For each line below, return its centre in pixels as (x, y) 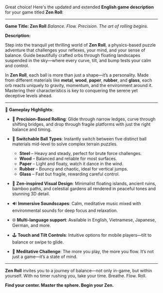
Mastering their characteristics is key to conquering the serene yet (72, 90)
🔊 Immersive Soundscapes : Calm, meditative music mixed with (77, 203)
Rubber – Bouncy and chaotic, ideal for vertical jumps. (74, 169)
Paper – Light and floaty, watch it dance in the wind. (71, 164)
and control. (17, 66)
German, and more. (31, 225)
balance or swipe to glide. (38, 242)
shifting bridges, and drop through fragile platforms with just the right (81, 124)
